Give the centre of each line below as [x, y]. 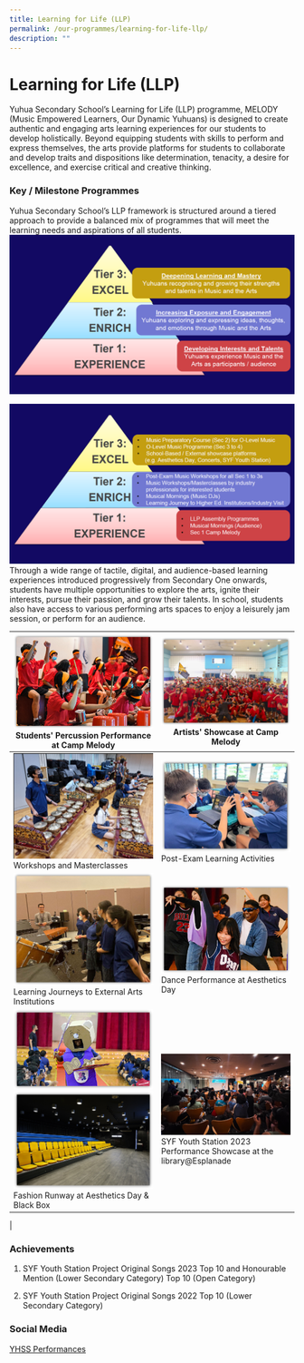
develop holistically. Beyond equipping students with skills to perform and [147, 138]
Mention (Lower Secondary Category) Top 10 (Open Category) [139, 1279]
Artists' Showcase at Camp [226, 732]
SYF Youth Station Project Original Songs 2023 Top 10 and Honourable [154, 1269]
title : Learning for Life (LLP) [70, 19]
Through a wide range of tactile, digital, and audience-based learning [139, 571]
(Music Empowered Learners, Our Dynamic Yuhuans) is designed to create [149, 119]
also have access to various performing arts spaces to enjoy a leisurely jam [150, 609]
